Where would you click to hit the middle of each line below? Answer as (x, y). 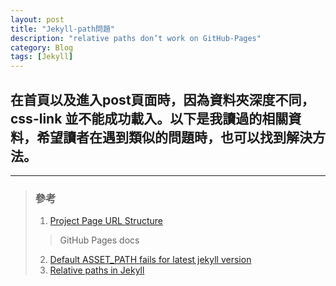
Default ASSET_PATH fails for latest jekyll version (150, 260)
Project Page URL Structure (106, 221)
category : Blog (42, 47)
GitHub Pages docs (99, 240)
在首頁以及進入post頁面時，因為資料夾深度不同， (162, 99)
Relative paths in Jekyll (97, 270)
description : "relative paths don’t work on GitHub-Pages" (136, 38)
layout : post (37, 19)
